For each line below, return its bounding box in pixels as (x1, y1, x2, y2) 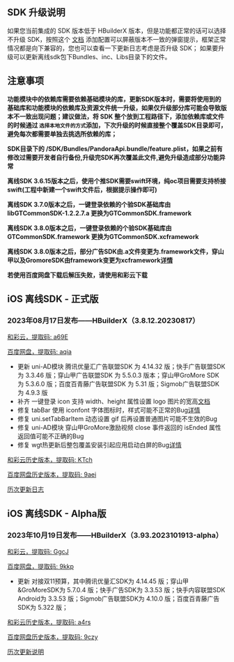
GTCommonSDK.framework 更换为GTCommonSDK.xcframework (7, 232, 199, 240)
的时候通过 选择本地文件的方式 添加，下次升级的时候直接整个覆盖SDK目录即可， (7, 121, 227, 129)
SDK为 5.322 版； (17, 603, 68, 611)
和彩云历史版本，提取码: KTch (7, 456, 93, 464)
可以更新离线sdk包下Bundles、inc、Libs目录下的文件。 (13, 52, 171, 61)
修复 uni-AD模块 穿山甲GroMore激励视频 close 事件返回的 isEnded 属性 (17, 424, 221, 432)
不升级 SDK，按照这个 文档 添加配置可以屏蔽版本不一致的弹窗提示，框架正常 (7, 35, 226, 43)
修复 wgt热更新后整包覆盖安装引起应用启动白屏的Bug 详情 (17, 441, 182, 449)
